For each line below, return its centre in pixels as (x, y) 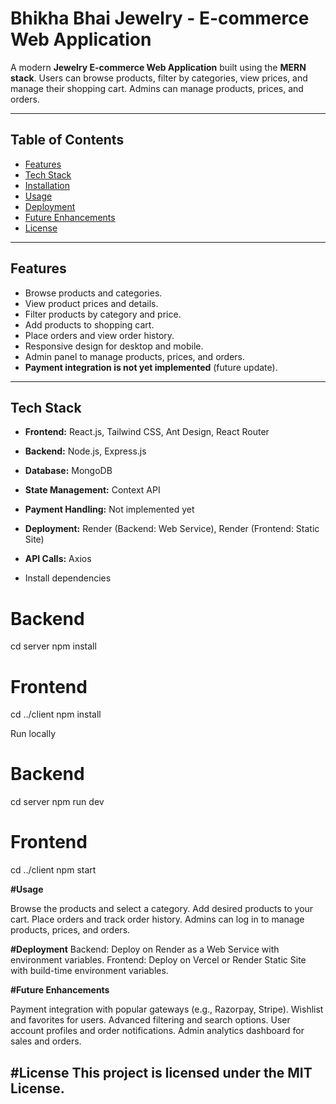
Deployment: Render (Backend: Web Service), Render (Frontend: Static (172, 529)
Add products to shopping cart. (89, 324)
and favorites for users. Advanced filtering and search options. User (150, 1020)
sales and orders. (46, 1041)
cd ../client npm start (53, 870)
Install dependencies (68, 578)
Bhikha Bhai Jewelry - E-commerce (160, 18)
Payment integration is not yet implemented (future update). (151, 367)
